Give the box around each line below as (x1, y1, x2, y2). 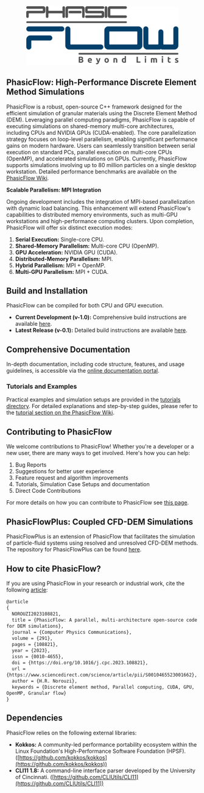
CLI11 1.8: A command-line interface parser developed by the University (15, 767, 196, 774)
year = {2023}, (12, 647, 51, 653)
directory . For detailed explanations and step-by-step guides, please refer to (6, 403, 198, 410)
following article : (6, 586, 48, 594)
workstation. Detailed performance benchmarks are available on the (6, 168, 177, 175)
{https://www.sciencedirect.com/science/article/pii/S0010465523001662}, (6, 672, 198, 678)
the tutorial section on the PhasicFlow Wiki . (6, 409, 114, 417)
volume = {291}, (12, 635, 53, 641)
